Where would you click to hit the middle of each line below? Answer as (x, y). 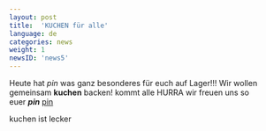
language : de (33, 33)
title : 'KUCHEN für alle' (59, 25)
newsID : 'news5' (39, 58)
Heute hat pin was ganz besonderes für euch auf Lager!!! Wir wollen (133, 83)
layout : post (33, 17)
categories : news (41, 42)
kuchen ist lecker (41, 119)
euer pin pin (31, 102)
